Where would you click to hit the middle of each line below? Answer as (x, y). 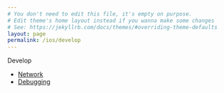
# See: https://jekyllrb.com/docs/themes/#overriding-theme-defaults (113, 27)
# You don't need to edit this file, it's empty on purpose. (100, 14)
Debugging (34, 82)
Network (31, 75)
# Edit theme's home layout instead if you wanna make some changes (111, 21)
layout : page (27, 34)
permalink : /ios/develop (44, 40)
